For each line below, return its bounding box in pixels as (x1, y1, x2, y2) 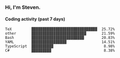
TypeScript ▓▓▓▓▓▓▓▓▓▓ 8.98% (5, 44, 115, 49)
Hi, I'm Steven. (5, 4, 41, 11)
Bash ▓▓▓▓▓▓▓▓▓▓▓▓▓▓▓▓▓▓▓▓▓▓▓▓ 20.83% (5, 36, 115, 40)
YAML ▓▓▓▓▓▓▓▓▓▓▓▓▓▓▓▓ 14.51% (5, 39, 115, 45)
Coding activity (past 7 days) (5, 16, 65, 22)
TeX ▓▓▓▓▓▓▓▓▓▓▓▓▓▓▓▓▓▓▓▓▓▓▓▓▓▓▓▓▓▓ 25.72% (5, 27, 115, 32)
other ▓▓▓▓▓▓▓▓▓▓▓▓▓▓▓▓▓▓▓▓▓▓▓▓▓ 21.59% (5, 31, 115, 36)
